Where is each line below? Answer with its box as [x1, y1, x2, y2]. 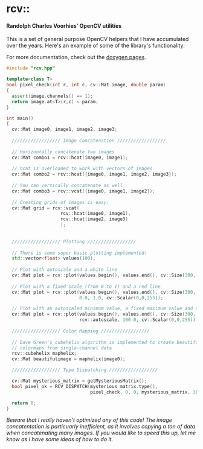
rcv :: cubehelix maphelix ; [11, 351, 77, 357]
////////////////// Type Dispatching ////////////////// [11, 367, 158, 373]
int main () [6, 115, 34, 121]
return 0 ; [11, 400, 36, 406]
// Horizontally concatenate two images [11, 148, 115, 155]
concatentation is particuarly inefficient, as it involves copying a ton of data [6, 423, 195, 430]
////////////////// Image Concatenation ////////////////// [11, 138, 166, 144]
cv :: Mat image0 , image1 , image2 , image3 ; [11, 126, 118, 133]
